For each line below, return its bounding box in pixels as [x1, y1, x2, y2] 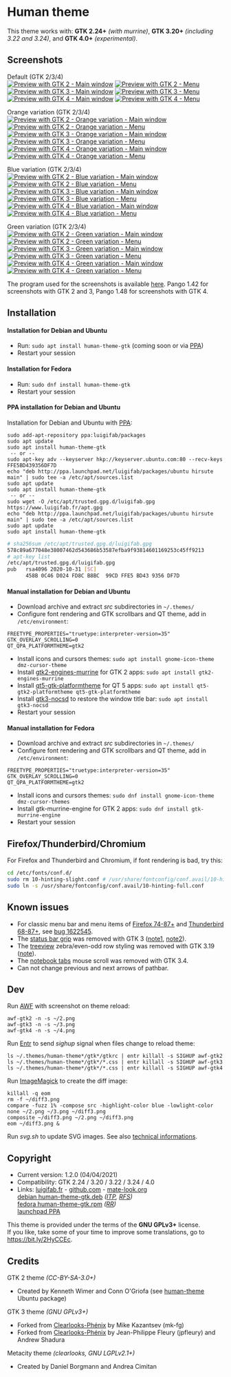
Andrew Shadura [16, 1336, 65, 1344]
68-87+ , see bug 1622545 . [16, 927, 93, 935]
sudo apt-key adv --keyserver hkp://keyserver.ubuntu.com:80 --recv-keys [7, 456, 223, 462]
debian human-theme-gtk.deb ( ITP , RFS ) [16, 1193, 133, 1201]
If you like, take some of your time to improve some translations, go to [7, 1228, 205, 1236]
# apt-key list [7, 553, 51, 560]
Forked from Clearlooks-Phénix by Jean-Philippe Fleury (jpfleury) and [16, 1328, 216, 1337]
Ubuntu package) [16, 1294, 67, 1303]
